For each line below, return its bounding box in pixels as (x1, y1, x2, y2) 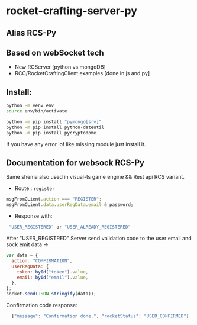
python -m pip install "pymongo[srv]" (6, 118, 102, 125)
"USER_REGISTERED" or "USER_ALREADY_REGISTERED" (8, 224, 131, 230)
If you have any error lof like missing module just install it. (6, 140, 146, 147)
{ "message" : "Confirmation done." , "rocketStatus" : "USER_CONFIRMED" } (11, 313, 189, 319)
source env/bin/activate (6, 108, 67, 114)
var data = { (6, 253, 38, 259)
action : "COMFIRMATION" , (11, 258, 73, 264)
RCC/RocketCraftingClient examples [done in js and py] (14, 70, 150, 77)
